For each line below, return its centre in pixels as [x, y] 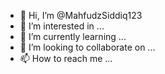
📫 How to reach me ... [66, 58]
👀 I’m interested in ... [62, 26]
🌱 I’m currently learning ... [73, 36]
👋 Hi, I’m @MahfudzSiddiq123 [81, 15]
